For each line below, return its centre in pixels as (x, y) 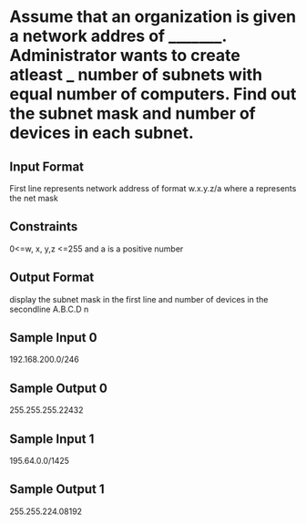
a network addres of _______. (118, 36)
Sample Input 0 (53, 338)
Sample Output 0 (58, 388)
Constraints (44, 226)
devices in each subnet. (102, 133)
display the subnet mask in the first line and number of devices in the (139, 299)
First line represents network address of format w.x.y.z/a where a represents (153, 188)
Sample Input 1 (52, 439)
